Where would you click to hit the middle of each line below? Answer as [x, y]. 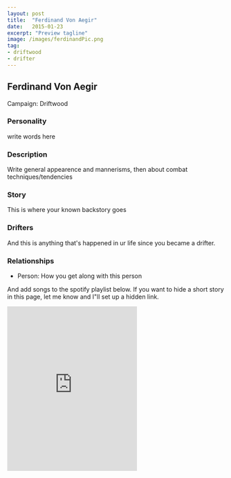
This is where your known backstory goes [67, 210]
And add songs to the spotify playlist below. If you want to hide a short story [116, 290]
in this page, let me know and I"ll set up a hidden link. [83, 297]
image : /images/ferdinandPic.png [55, 39]
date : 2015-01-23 [35, 26]
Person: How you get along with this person [80, 276]
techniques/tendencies [40, 177]
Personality [27, 121]
